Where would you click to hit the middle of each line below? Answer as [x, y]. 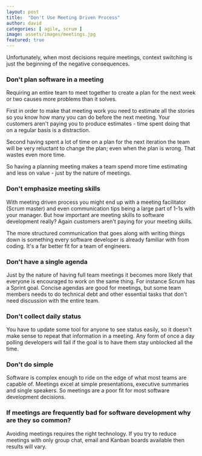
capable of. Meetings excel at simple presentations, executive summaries [98, 384]
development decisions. [36, 397]
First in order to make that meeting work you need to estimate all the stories [100, 111]
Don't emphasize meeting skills [54, 189]
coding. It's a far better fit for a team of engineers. [69, 246]
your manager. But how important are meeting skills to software [85, 215]
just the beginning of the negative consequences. [68, 64]
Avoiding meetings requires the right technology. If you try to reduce [91, 434]
